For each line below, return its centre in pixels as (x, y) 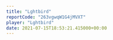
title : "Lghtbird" (29, 11)
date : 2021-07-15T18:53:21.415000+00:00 (57, 28)
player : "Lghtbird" (30, 22)
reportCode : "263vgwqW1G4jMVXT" (46, 17)
